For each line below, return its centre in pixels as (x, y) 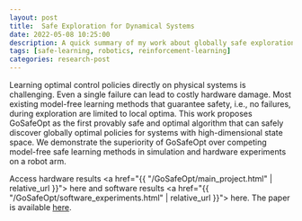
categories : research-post (60, 59)
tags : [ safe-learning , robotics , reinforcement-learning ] (120, 51)
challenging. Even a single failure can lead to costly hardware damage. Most (151, 94)
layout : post (34, 18)
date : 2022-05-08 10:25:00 (60, 34)
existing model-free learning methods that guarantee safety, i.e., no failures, (150, 104)
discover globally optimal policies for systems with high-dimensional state (146, 133)
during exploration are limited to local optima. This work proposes (131, 114)
